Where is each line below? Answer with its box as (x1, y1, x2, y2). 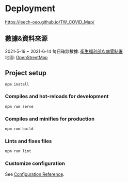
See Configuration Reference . (5, 171, 64, 177)
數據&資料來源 (5, 35, 48, 43)
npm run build (5, 126, 34, 132)
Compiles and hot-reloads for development (5, 93, 109, 100)
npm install (5, 81, 29, 87)
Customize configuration (5, 160, 65, 167)
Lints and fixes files (5, 138, 52, 144)
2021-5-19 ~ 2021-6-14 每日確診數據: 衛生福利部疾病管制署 (5, 48, 123, 54)
